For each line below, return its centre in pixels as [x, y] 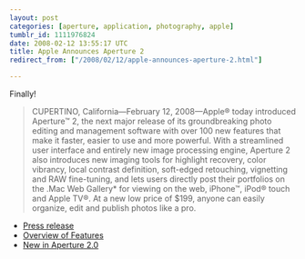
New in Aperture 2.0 [61, 245]
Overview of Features [63, 235]
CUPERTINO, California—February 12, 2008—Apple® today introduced [164, 111]
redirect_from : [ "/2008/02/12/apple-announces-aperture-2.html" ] [136, 60]
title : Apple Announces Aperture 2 [77, 52]
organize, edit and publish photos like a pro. [114, 208]
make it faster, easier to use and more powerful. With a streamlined [158, 140]
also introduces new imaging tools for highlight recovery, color [149, 159]
